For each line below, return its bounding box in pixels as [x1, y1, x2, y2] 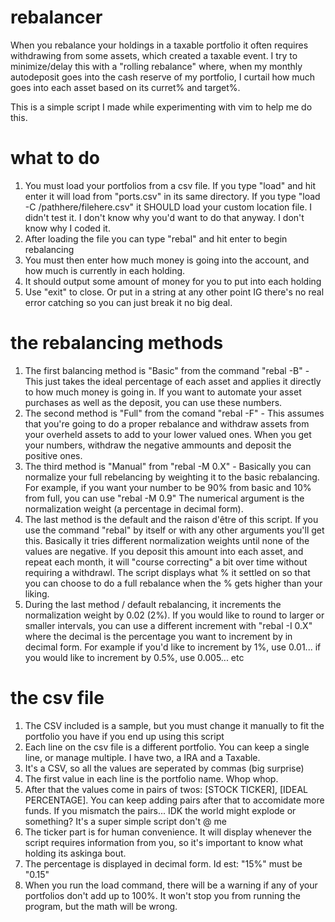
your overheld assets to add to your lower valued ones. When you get [24, 428, 312, 440]
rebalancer [10, 6, 103, 29]
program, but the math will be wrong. [24, 900, 178, 912]
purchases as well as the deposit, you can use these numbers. [24, 396, 283, 408]
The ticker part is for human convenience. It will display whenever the [24, 826, 312, 838]
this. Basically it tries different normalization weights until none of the [24, 534, 310, 546]
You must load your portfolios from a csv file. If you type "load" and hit [24, 179, 317, 191]
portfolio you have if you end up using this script [24, 730, 225, 742]
